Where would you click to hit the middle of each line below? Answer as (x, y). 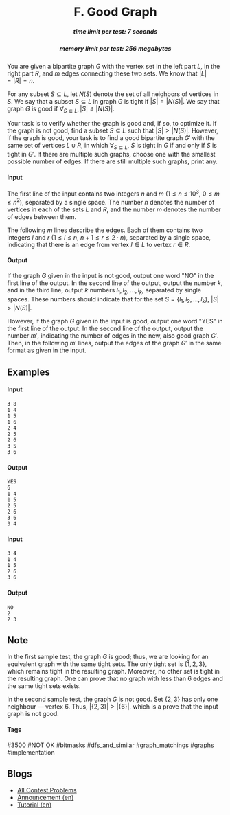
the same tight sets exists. (44, 686)
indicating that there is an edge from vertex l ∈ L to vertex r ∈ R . (99, 244)
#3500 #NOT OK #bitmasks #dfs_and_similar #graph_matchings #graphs (111, 745)
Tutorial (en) (34, 805)
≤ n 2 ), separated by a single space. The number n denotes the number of (111, 201)
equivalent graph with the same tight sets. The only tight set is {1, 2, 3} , (107, 664)
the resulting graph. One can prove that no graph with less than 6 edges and (115, 679)
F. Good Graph (115, 12)
